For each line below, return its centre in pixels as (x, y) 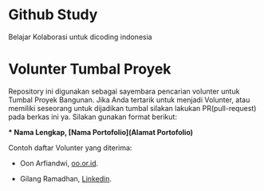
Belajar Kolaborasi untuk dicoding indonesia (81, 37)
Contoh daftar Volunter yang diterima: (70, 147)
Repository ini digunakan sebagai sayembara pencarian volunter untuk (124, 91)
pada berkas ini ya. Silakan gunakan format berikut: (93, 117)
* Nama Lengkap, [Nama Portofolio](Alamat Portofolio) (101, 132)
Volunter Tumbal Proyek (90, 69)
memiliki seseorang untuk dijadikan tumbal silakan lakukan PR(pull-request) (132, 108)
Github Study (53, 15)
